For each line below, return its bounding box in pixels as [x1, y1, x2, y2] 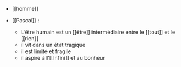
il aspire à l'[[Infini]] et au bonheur [20, 54, 105, 61]
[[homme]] [11, 5, 39, 12]
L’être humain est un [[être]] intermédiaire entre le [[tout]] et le [20, 28, 176, 36]
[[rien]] [20, 35, 39, 42]
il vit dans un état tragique [20, 42, 86, 48]
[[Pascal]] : [11, 17, 40, 24]
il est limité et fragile [20, 48, 71, 55]
